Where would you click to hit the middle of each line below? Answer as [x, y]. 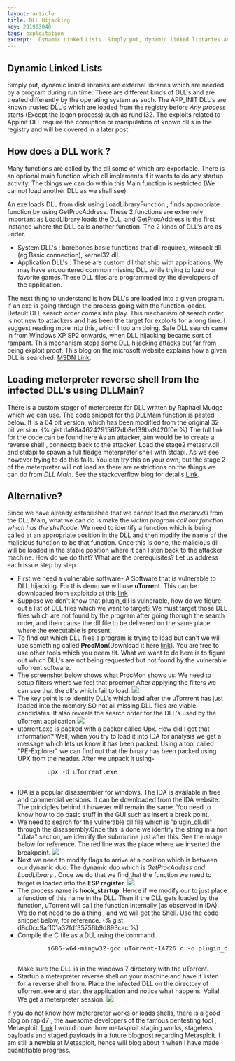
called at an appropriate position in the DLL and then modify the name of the [117, 535]
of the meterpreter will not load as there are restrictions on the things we [112, 467]
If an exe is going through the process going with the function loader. [107, 306]
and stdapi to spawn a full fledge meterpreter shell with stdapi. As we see [113, 452]
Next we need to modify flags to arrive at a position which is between [117, 860]
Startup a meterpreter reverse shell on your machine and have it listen [118, 976]
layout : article [31, 14]
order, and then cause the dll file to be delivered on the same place [114, 623]
